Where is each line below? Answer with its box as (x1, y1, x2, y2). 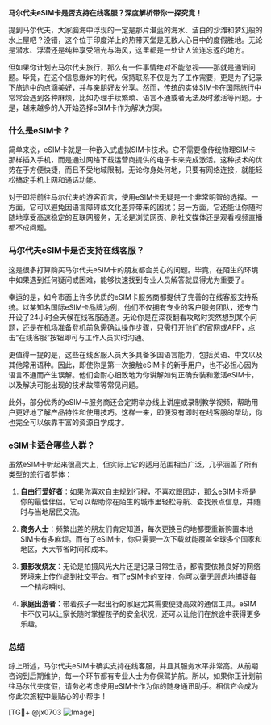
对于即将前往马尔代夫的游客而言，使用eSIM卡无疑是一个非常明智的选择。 (8, 192, 252, 202)
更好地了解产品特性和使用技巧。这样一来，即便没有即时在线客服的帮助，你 (15, 407, 263, 417)
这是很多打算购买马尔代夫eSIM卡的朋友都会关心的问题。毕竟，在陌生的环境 (8, 264, 259, 274)
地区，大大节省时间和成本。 (19, 544, 113, 554)
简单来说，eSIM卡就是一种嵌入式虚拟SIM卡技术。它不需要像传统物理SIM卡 (8, 145, 256, 154)
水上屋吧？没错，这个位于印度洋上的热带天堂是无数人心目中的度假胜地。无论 (8, 36, 263, 44)
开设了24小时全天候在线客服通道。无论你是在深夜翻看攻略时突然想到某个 (8, 312, 251, 322)
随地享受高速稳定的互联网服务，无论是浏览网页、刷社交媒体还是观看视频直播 (8, 213, 263, 222)
